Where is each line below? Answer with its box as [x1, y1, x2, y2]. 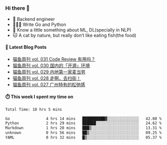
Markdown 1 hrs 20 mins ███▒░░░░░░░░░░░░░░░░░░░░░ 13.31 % [5, 126, 162, 131]
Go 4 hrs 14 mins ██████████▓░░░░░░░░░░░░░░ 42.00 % [5, 116, 162, 121]
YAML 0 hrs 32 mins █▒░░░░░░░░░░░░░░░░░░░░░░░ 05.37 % [5, 135, 162, 140]
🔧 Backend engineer [12, 16, 55, 22]
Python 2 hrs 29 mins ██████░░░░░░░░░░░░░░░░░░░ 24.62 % [5, 121, 162, 126]
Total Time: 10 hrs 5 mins [5, 107, 62, 112]
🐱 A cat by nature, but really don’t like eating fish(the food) [12, 33, 137, 39]
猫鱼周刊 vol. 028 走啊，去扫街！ [12, 75, 81, 81]
